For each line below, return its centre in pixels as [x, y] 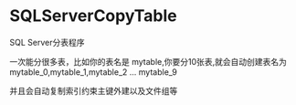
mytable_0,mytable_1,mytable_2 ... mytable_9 [94, 72]
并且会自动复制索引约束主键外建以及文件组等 [94, 90]
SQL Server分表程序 [47, 42]
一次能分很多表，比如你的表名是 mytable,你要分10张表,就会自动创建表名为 [148, 61]
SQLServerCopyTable [93, 16]
